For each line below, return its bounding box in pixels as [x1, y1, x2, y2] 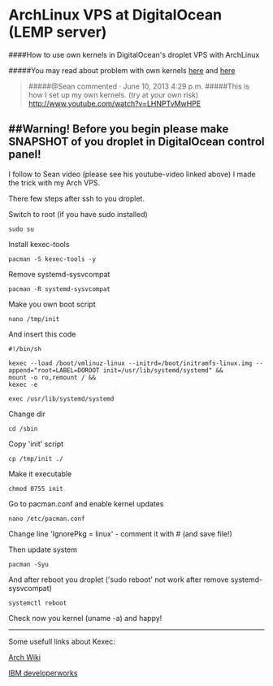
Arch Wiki [8, 652, 41, 662]
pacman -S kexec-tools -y [8, 254, 96, 263]
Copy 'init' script [8, 439, 64, 449]
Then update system [8, 545, 78, 554]
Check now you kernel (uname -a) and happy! [8, 613, 162, 623]
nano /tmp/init [8, 315, 60, 323]
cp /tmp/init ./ [8, 454, 63, 462]
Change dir [8, 409, 46, 419]
